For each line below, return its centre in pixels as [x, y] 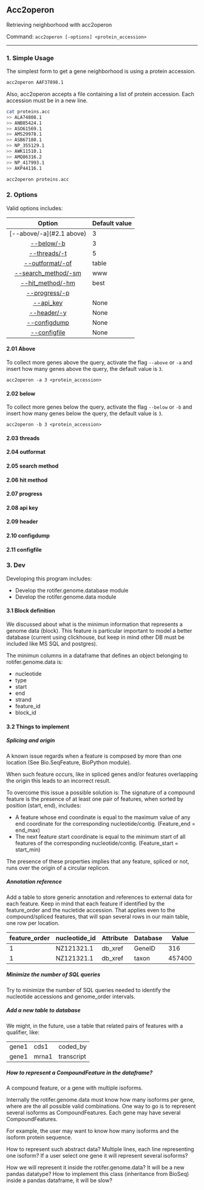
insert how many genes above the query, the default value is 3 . [85, 368]
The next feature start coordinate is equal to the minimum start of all [100, 836]
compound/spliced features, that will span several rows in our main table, [98, 917]
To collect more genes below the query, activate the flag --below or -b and [99, 407]
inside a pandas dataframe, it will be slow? [59, 1180]
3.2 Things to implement [38, 727]
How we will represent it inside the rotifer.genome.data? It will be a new [95, 1167]
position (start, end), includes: [44, 805]
